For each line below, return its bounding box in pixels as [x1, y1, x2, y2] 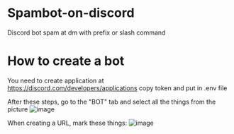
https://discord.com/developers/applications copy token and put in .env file [7, 83, 228, 92]
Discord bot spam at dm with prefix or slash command [7, 28, 166, 37]
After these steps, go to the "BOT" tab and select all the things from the [7, 97, 216, 106]
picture [7, 104, 28, 114]
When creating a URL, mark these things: [7, 118, 128, 127]
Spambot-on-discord [7, 5, 135, 21]
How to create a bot [7, 53, 125, 69]
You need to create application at [7, 76, 104, 85]
